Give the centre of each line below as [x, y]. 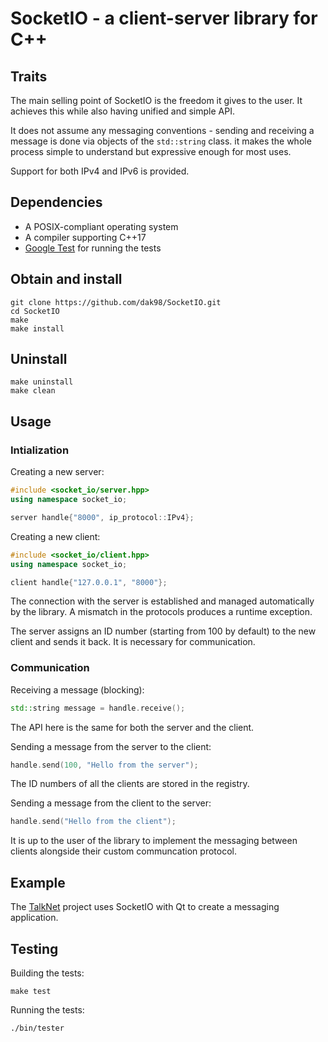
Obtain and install [66, 279]
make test [31, 991]
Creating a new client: [55, 536]
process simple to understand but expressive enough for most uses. [151, 151]
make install [37, 328]
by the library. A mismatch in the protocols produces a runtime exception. [161, 612]
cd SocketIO [35, 311]
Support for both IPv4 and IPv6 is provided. [100, 171]
